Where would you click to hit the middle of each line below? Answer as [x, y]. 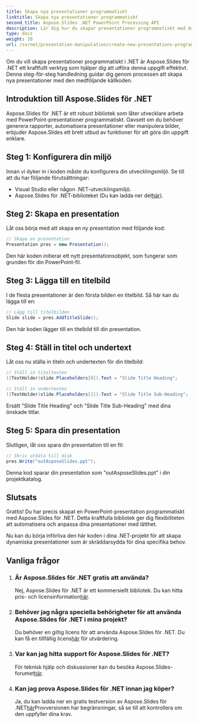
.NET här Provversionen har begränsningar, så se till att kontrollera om [98, 708]
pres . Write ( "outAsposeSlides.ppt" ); [51, 461]
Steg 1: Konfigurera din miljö [59, 157]
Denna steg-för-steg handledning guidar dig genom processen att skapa [94, 74]
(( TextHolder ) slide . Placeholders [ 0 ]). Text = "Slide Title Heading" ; [92, 378]
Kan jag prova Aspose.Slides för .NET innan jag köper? [95, 689]
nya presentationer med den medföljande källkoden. [69, 80]
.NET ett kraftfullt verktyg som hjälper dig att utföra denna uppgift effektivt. [97, 68]
